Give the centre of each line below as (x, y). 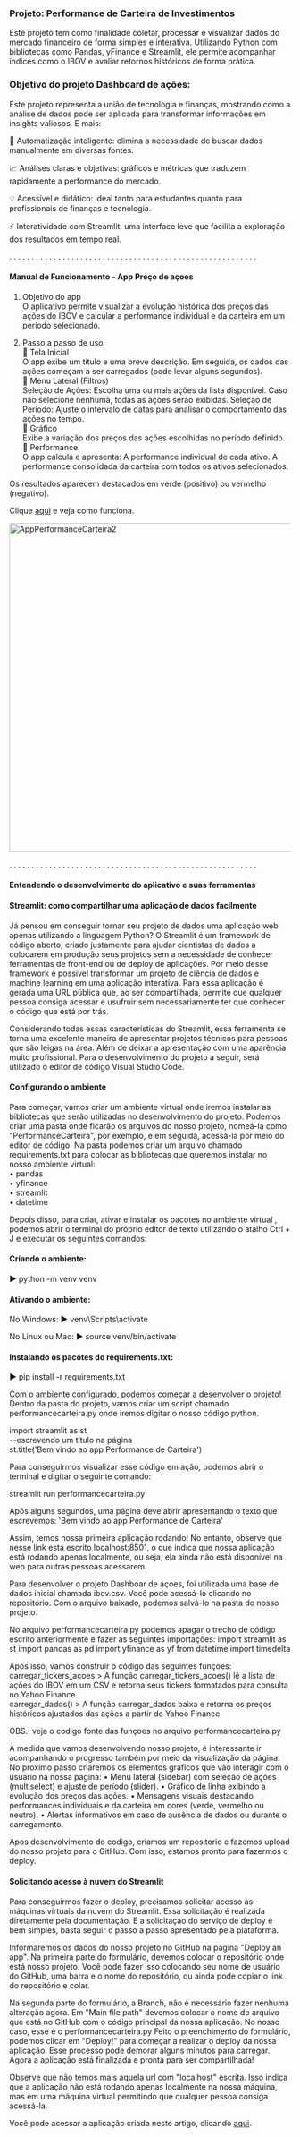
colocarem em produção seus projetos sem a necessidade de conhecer (142, 954)
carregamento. (37, 1825)
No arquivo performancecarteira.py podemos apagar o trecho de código (142, 1630)
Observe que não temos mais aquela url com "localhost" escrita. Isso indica (149, 2077)
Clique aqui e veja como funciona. (72, 510)
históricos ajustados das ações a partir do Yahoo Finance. (116, 1714)
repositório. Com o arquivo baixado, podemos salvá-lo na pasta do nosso (144, 1603)
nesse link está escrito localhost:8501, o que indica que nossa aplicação (142, 1548)
